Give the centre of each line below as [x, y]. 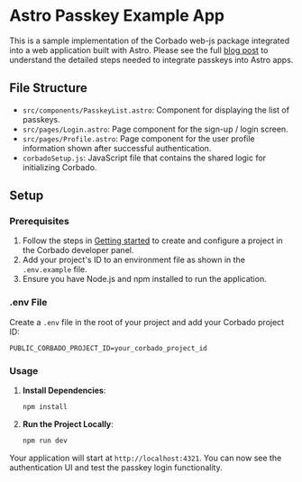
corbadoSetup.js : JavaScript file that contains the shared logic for [144, 158]
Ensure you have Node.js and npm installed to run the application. [145, 279]
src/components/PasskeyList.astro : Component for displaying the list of [156, 110]
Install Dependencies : [64, 391]
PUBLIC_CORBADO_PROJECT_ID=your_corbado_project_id [108, 348]
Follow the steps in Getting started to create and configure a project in [153, 241]
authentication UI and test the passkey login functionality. [116, 467]
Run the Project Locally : [68, 423]
